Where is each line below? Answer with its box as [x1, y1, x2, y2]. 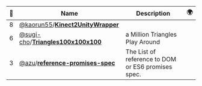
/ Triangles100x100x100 [29, 38, 102, 46]
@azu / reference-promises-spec [19, 59, 115, 67]
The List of [125, 48, 156, 56]
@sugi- [19, 30, 41, 38]
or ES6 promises [125, 63, 173, 71]
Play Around [125, 38, 161, 46]
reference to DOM [125, 55, 176, 63]
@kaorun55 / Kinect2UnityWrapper [19, 20, 119, 29]
